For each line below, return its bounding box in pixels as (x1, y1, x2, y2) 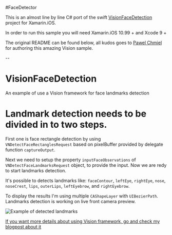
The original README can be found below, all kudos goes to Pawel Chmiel (5, 40, 162, 46)
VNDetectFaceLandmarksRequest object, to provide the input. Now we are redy (5, 162, 167, 168)
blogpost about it (5, 223, 42, 230)
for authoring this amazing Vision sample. (5, 45, 93, 51)
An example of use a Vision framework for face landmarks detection (5, 90, 150, 96)
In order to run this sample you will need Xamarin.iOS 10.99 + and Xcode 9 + (5, 30, 167, 35)
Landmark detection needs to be (5, 108, 147, 120)
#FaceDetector (5, 5, 37, 10)
